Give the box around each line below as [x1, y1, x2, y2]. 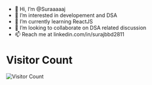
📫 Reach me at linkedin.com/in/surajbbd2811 [14, 31, 125, 38]
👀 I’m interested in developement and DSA [14, 12, 118, 19]
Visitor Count [6, 53, 72, 67]
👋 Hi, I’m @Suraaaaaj [14, 6, 66, 12]
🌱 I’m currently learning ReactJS [14, 18, 93, 25]
